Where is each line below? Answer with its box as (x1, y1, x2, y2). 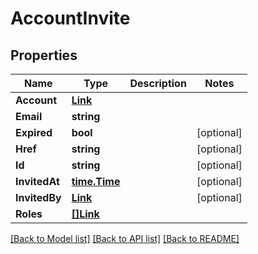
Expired (15, 126, 53, 139)
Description (129, 77, 187, 90)
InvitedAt (15, 175, 60, 188)
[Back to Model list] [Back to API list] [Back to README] (10, 233, 240, 244)
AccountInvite (10, 7, 131, 30)
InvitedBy (15, 191, 62, 204)
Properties (10, 47, 78, 64)
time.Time (71, 175, 121, 188)
